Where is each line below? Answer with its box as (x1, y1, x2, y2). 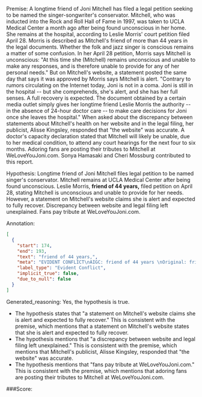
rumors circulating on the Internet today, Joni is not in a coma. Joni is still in (6, 82, 194, 89)
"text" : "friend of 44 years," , (17, 253, 98, 260)
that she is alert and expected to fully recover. (14, 329, 129, 336)
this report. (6, 159, 34, 165)
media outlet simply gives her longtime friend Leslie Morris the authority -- (6, 101, 191, 108)
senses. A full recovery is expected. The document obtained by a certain (6, 94, 186, 102)
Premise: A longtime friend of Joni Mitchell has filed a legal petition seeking (6, 5, 194, 12)
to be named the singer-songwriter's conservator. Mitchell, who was (6, 11, 176, 19)
